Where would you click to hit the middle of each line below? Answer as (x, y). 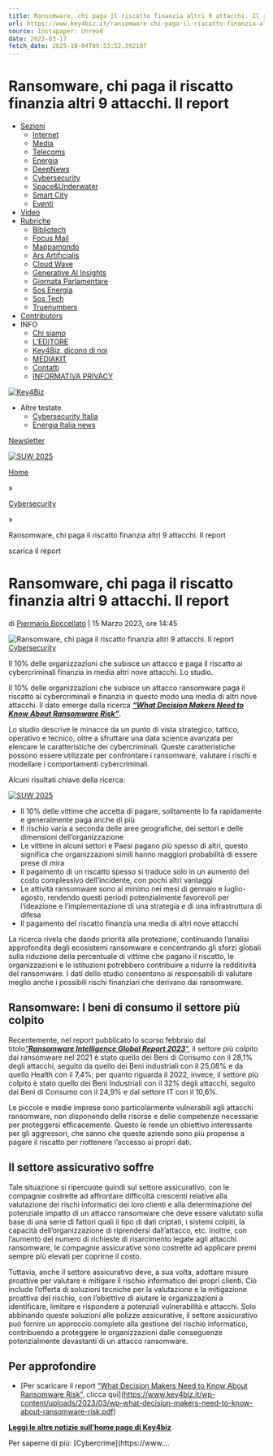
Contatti (45, 368)
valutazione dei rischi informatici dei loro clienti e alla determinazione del (130, 1204)
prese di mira (42, 863)
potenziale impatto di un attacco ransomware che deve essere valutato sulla (136, 1213)
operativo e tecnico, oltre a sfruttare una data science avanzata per (121, 738)
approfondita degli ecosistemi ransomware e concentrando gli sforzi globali (135, 948)
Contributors (41, 316)
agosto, (33, 897)
